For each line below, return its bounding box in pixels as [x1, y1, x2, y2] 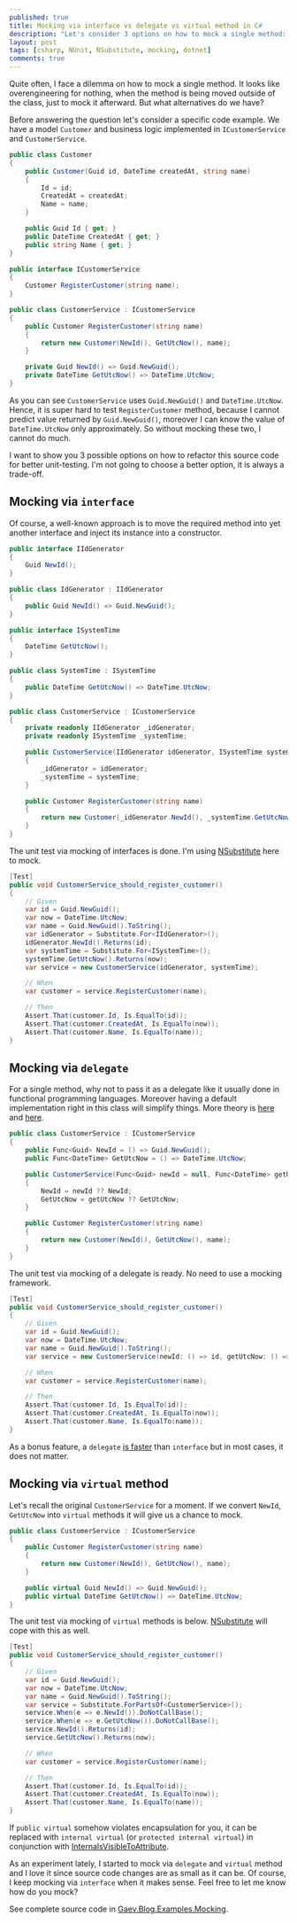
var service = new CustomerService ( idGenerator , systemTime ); [25, 963, 259, 972]
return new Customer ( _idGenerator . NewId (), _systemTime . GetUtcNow [41, 813, 291, 822]
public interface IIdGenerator [9, 544, 125, 554]
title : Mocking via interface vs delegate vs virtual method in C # [9, 21, 263, 30]
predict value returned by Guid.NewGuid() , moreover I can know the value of [9, 414, 286, 424]
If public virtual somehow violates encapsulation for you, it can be [9, 1822, 257, 1834]
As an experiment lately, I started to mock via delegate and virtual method [9, 1858, 283, 1869]
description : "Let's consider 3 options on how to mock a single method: [9, 29, 287, 38]
